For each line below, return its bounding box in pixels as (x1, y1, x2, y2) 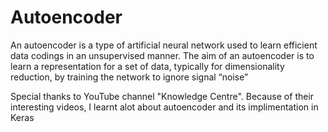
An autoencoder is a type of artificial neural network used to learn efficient (10, 39, 318, 51)
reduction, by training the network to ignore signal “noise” (10, 71, 249, 83)
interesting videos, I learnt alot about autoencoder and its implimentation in (10, 101, 319, 113)
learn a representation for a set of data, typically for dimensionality (10, 60, 285, 72)
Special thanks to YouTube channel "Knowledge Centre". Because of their (10, 90, 315, 102)
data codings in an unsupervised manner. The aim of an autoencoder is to (10, 49, 315, 61)
